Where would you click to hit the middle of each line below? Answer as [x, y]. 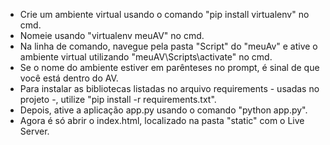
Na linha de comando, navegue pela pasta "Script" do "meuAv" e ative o [168, 46]
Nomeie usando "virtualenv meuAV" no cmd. [112, 35]
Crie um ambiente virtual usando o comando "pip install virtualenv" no [164, 14]
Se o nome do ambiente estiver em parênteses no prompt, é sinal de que [169, 67]
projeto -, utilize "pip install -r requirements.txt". [118, 99]
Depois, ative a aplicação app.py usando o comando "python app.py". [163, 110]
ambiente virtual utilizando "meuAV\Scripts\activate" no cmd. [146, 57]
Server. [34, 131]
